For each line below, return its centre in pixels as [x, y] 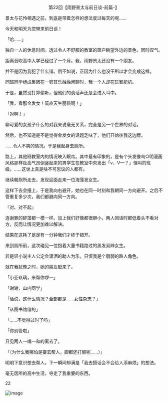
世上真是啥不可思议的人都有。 [56, 169]
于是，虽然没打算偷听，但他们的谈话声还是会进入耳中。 [62, 92]
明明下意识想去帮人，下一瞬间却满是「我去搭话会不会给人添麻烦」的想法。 [82, 363]
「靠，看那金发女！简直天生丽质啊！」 [44, 103]
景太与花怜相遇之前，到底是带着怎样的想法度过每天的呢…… [66, 18]
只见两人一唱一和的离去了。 [34, 341]
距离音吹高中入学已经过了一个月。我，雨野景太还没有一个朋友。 [71, 61]
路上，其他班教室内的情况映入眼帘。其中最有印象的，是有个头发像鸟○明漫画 [84, 156]
